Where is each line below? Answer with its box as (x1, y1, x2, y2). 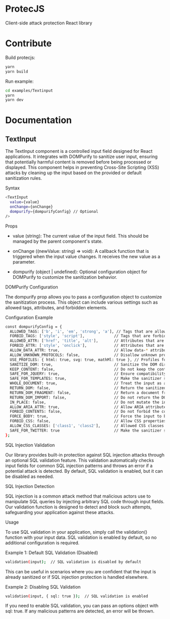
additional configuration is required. (5, 539, 79, 546)
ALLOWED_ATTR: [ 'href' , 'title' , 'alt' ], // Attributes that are (10, 338, 164, 343)
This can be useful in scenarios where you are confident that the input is (5, 568, 156, 574)
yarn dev (5, 97, 24, 103)
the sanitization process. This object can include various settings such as (5, 299, 158, 305)
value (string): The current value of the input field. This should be (12, 233, 149, 239)
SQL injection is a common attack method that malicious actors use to (5, 493, 151, 499)
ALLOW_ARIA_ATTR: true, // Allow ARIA (10, 404, 144, 409)
